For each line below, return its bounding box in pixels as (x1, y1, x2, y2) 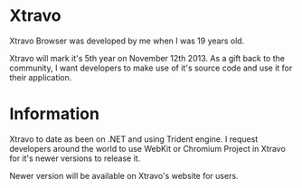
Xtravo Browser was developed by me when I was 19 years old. (9, 35, 245, 46)
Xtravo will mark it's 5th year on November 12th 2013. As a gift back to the (9, 52, 285, 63)
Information (9, 104, 99, 125)
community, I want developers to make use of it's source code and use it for (9, 62, 293, 73)
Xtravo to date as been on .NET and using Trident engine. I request (9, 133, 259, 145)
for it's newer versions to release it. (9, 153, 141, 164)
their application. (9, 71, 72, 82)
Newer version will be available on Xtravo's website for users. (9, 170, 239, 181)
